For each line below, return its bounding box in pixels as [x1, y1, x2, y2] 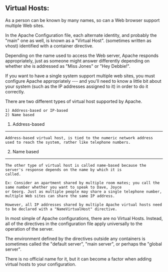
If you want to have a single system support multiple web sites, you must [5, 72, 155, 79]
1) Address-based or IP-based [5, 108, 68, 113]
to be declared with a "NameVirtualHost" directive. [5, 207, 117, 212]
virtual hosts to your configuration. [5, 261, 76, 267]
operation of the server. [5, 226, 54, 232]
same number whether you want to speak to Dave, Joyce [5, 185, 122, 190]
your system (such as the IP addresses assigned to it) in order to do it [5, 83, 148, 89]
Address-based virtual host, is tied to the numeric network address [5, 135, 153, 140]
